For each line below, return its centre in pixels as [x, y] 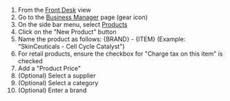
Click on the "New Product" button [67, 32]
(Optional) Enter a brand [52, 90]
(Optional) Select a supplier [57, 76]
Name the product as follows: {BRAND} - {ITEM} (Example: [102, 39]
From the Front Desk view [55, 10]
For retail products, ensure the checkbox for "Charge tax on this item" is [120, 54]
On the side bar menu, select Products [73, 24]
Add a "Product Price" [49, 68]
